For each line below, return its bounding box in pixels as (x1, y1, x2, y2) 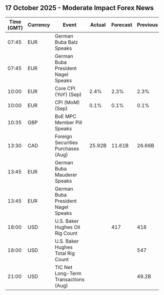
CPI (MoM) (54, 99, 80, 106)
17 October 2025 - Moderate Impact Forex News (5, 4, 154, 12)
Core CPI (54, 85, 76, 92)
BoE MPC (54, 113, 77, 120)
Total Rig (54, 250, 75, 257)
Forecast (111, 21, 133, 28)
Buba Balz (54, 38, 78, 45)
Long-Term (54, 270, 82, 277)
